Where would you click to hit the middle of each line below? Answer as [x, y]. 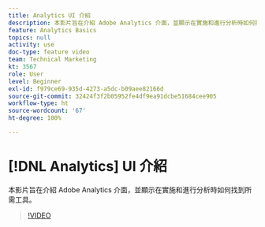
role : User [26, 74]
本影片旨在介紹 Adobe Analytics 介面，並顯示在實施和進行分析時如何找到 [127, 189]
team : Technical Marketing [52, 60]
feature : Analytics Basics [52, 30]
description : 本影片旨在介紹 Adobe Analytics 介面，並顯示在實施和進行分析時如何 [132, 23]
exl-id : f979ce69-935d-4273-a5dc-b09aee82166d [86, 89]
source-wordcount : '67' [47, 111]
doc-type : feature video [49, 52]
